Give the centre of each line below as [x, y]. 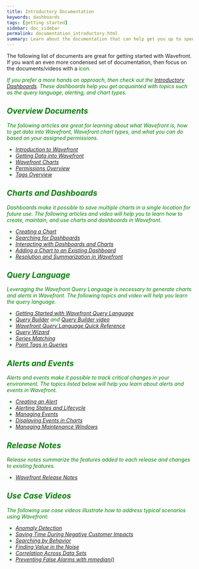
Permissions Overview [43, 168]
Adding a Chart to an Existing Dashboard [66, 250]
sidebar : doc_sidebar [33, 28]
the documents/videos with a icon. [49, 68]
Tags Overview [34, 174]
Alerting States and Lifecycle [50, 408]
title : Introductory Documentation [50, 12]
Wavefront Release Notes [46, 477]
